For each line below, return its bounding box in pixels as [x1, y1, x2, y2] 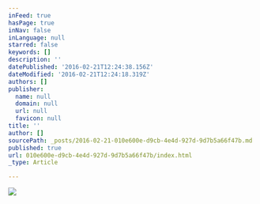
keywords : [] [8, 48, 51, 56]
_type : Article [8, 159, 58, 167]
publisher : [8, 85, 44, 93]
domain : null [15, 100, 58, 108]
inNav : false [8, 26, 51, 34]
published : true [8, 144, 62, 152]
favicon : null [15, 115, 62, 123]
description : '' [8, 56, 62, 64]
